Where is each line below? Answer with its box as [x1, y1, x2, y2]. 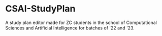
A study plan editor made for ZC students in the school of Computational [5, 19, 157, 25]
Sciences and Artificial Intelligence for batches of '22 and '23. [5, 24, 135, 30]
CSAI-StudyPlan [5, 3, 76, 14]
